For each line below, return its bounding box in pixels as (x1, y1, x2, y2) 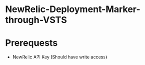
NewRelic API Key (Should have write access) (12, 54, 107, 60)
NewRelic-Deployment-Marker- (5, 4, 141, 15)
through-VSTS (5, 14, 67, 26)
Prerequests (5, 37, 58, 49)
